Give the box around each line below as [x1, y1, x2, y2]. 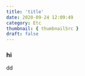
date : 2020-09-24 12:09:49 [6, 14, 74, 20]
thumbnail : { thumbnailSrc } [6, 25, 79, 32]
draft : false [6, 31, 39, 37]
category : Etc [6, 20, 42, 26]
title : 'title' [6, 8, 44, 15]
